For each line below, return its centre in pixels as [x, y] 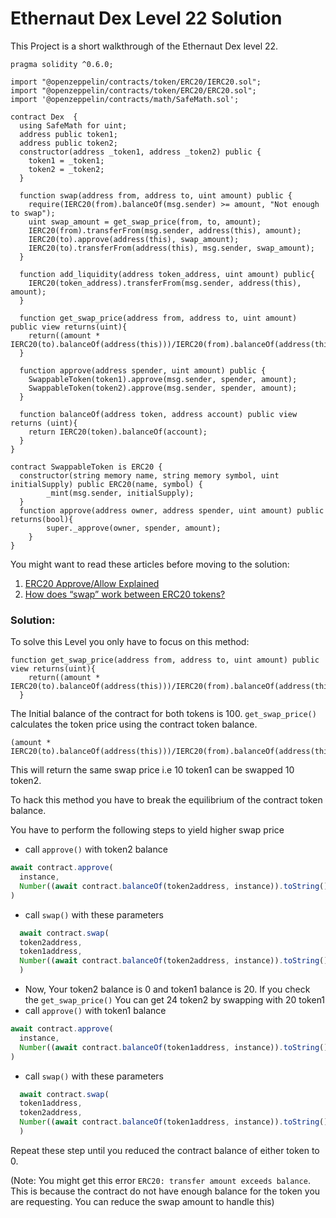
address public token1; [68, 134]
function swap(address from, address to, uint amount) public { [156, 195]
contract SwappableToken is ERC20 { [86, 467]
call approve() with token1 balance [95, 1011]
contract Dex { [44, 117]
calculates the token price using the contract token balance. [134, 724]
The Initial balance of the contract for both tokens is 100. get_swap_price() [163, 714]
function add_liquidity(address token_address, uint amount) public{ [167, 274]
